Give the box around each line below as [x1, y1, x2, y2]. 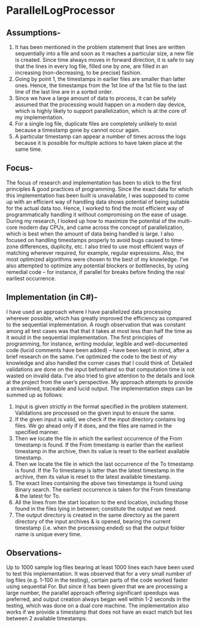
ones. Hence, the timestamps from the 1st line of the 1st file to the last [14, 82, 187, 89]
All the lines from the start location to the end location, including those [14, 498, 188, 505]
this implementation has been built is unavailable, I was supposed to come [6, 192, 190, 199]
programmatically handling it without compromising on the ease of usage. [6, 211, 188, 218]
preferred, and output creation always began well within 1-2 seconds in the [6, 596, 191, 603]
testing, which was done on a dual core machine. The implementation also [6, 602, 190, 609]
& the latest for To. [14, 492, 61, 499]
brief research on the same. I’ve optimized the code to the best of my [6, 353, 177, 360]
